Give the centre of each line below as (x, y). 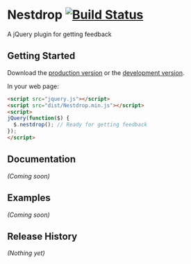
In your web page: (33, 86)
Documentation (42, 159)
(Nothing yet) (26, 253)
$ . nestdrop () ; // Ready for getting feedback (81, 125)
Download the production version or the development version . (96, 72)
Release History (42, 236)
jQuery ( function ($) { (39, 118)
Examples (29, 198)
